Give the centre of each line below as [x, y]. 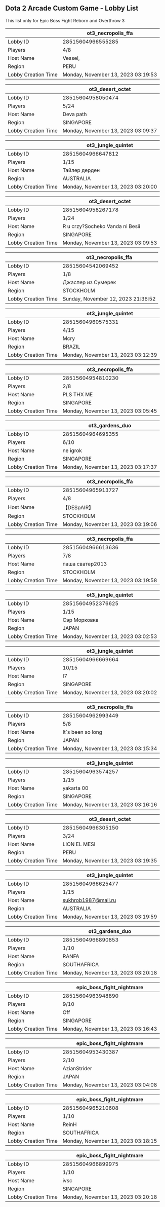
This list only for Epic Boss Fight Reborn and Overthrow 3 [65, 20]
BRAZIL [71, 347]
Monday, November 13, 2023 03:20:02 [110, 692]
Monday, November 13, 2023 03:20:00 [110, 186]
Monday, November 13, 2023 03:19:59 [110, 917]
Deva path [75, 114]
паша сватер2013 [85, 563]
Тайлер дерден [81, 170]
